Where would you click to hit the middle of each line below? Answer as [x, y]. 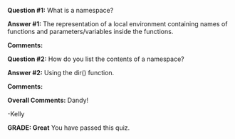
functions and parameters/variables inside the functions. [90, 32]
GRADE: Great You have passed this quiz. [69, 128]
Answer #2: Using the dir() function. [61, 73]
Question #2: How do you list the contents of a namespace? [96, 59]
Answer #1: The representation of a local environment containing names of [117, 24]
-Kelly [16, 114]
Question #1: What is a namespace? [61, 10]
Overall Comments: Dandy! [48, 100]
